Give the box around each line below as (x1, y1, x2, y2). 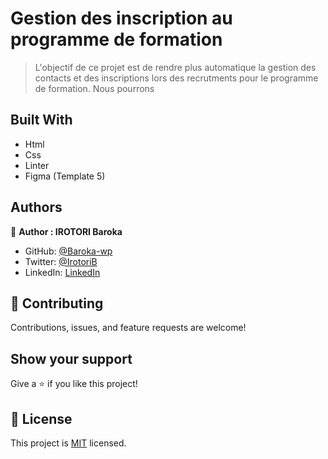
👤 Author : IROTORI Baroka (10, 225, 123, 237)
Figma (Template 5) (24, 170, 106, 182)
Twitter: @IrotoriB (24, 255, 98, 267)
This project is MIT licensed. (10, 437, 127, 449)
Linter (24, 159, 50, 171)
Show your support (10, 350, 133, 367)
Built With (10, 112, 73, 129)
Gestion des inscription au (10, 7, 233, 30)
